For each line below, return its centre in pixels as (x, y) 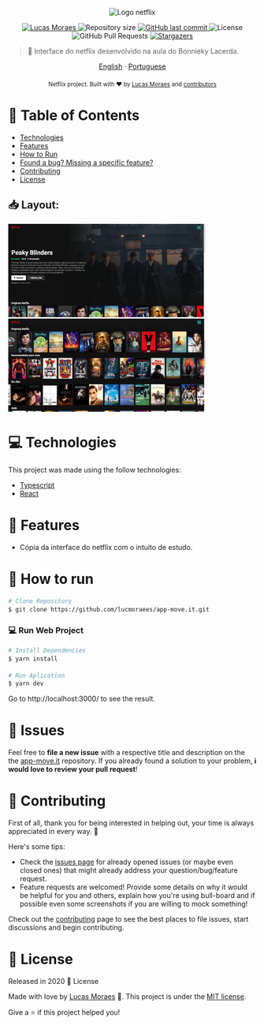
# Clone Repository (40, 601)
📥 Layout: (34, 205)
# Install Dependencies (47, 650)
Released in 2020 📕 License (54, 982)
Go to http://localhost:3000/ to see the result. (82, 699)
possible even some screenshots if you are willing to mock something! (134, 904)
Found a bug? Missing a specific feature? (86, 163)
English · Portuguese (132, 66)
